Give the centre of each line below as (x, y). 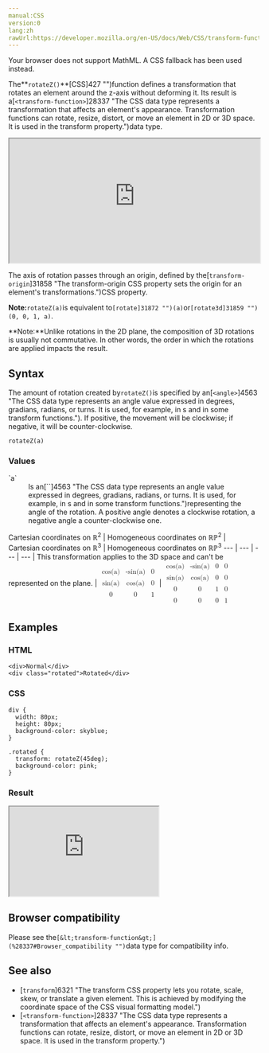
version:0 (25, 23)
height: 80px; (39, 724)
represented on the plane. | (53, 583)
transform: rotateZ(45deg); (62, 759)
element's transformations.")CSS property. (78, 292)
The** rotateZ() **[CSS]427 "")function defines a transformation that (122, 84)
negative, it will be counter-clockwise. (70, 427)
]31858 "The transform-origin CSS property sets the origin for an (136, 284)
